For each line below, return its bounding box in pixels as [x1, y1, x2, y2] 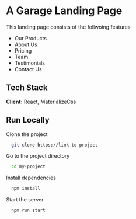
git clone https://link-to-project [11, 142, 98, 148]
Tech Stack [6, 83, 48, 93]
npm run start [11, 207, 46, 214]
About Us [14, 41, 38, 48]
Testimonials [14, 60, 46, 67]
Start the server [6, 196, 44, 203]
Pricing [14, 47, 32, 54]
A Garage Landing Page [6, 4, 123, 18]
